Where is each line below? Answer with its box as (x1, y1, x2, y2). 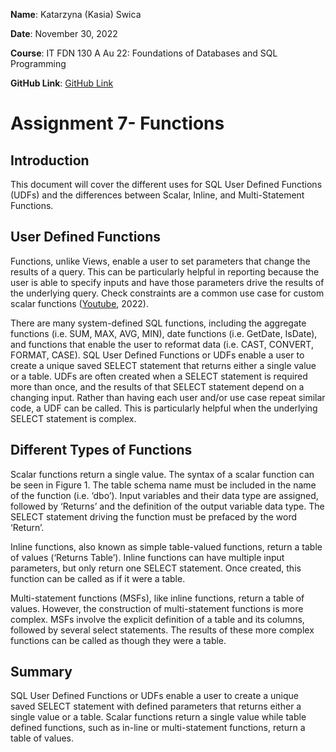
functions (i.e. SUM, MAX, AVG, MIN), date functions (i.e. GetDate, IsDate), (10, 327, 318, 339)
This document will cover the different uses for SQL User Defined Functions (10, 179, 323, 190)
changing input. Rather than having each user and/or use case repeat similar (10, 391, 326, 403)
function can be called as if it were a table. (10, 572, 186, 584)
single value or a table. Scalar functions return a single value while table (10, 711, 307, 723)
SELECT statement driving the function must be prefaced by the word (10, 510, 297, 523)
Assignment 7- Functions (10, 112, 225, 135)
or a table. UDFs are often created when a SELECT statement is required (10, 370, 308, 382)
